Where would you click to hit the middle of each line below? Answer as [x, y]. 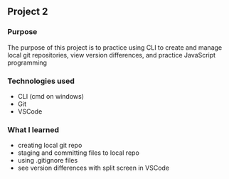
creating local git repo [50, 146]
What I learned [33, 129]
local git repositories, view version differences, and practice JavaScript [111, 55]
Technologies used [41, 81]
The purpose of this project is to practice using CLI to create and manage [115, 47]
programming [27, 63]
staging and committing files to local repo [79, 153]
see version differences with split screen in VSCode [93, 168]
